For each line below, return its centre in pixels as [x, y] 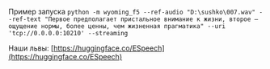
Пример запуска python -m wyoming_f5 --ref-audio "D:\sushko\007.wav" [132, 12]
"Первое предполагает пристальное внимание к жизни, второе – [151, 19]
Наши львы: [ [31, 48]
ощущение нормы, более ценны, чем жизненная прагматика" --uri [117, 26]
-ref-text [25, 19]
